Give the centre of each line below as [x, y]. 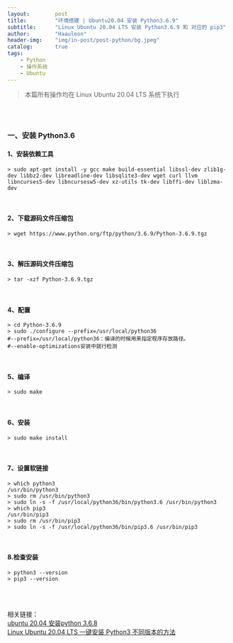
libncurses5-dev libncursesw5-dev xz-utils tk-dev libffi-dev [101, 181]
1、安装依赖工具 [31, 154]
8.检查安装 [23, 557]
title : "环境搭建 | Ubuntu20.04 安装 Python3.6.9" [93, 21]
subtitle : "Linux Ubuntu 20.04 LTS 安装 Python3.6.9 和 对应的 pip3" [117, 27]
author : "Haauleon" [47, 34]
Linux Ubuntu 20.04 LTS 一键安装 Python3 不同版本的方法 [91, 632]
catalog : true [38, 47]
